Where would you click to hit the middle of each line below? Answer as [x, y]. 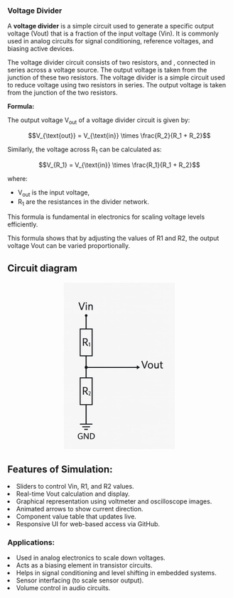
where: [18, 178]
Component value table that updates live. [77, 516]
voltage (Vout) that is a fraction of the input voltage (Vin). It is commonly [113, 33]
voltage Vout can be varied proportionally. [69, 246]
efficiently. [23, 224]
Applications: [31, 542]
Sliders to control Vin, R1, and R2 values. [75, 486]
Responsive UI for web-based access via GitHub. [88, 524]
